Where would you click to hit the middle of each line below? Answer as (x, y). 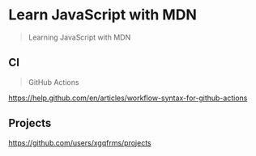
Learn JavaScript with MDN (102, 15)
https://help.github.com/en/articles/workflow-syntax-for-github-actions (128, 98)
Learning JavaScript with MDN (79, 37)
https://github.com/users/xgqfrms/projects (80, 142)
